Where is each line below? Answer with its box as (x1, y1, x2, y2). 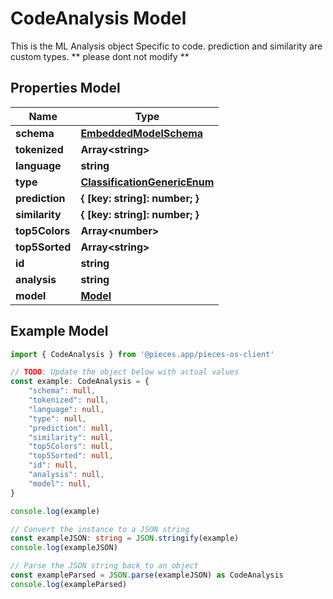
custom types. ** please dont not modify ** (10, 50, 190, 62)
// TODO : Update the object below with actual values (10, 367, 240, 377)
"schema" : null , (28, 386, 97, 396)
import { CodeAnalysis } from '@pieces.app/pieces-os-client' (10, 349, 275, 359)
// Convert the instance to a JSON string (10, 524, 190, 534)
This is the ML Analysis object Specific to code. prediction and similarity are (10, 40, 323, 52)
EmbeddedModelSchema (80, 126, 204, 140)
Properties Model (10, 80, 121, 97)
